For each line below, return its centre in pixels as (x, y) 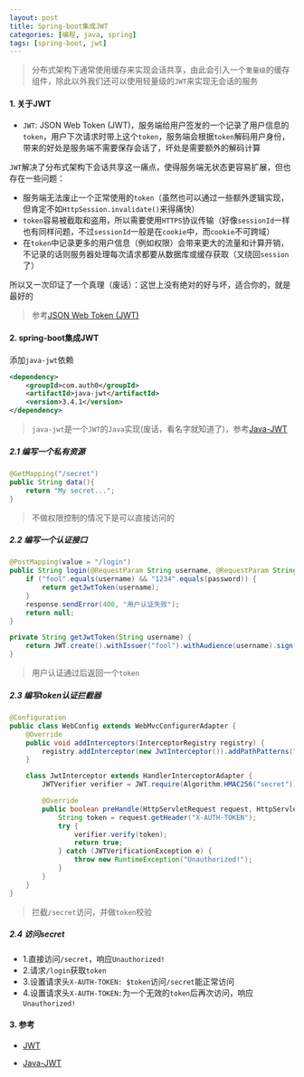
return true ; (99, 843)
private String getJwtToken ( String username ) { (101, 638)
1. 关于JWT (30, 103)
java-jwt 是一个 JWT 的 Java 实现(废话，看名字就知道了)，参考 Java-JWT (159, 429)
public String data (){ (52, 482)
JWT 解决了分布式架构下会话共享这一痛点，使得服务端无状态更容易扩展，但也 (150, 167)
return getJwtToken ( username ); (101, 588)
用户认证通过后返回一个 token (85, 673)
